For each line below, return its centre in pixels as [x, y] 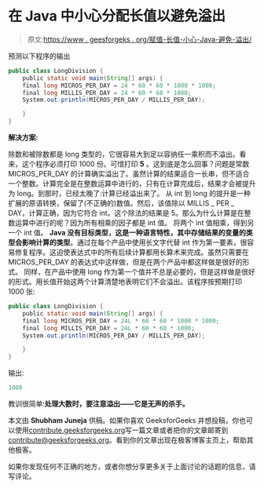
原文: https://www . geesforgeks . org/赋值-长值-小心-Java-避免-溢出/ [139, 39]
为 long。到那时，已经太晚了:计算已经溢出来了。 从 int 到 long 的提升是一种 [130, 194]
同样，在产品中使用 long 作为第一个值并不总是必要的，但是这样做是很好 [139, 272]
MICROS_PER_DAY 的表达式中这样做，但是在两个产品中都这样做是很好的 [126, 262]
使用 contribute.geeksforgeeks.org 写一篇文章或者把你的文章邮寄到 [121, 430]
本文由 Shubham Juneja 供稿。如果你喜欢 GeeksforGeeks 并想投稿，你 [124, 421]
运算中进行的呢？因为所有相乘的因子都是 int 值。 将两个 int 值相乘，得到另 [134, 223]
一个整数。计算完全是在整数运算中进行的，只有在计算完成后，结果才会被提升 [132, 184]
